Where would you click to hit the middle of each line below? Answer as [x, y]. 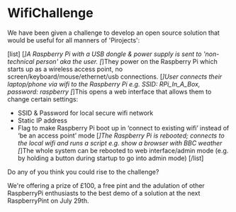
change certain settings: [43, 99]
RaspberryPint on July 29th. [48, 201]
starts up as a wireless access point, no [65, 69]
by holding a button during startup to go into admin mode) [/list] [111, 158]
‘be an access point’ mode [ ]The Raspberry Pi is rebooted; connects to [121, 135]
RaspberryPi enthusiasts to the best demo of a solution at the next [104, 193]
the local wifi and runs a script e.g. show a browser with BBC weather [120, 143]
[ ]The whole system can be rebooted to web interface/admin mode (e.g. [123, 150]
